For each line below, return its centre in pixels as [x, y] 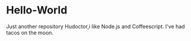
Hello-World [37, 10]
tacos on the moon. [30, 32]
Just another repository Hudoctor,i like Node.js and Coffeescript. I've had [95, 26]
